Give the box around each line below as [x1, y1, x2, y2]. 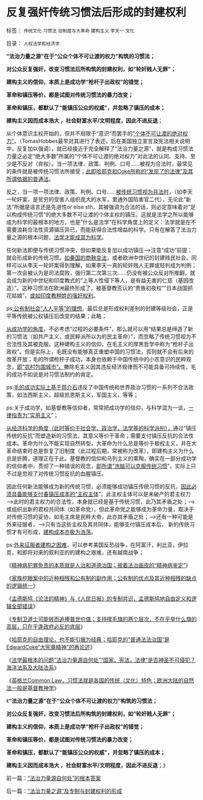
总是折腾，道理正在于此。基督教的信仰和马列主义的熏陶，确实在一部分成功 [6, 455, 192, 462]
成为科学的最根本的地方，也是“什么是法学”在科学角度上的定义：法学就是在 [6, 218, 192, 225]
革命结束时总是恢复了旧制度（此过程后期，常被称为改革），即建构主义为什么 [6, 447, 195, 455]
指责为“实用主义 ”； [11, 412, 59, 419]
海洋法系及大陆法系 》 [6, 664, 59, 671]
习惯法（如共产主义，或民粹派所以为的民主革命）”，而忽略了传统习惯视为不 [11, 333, 197, 340]
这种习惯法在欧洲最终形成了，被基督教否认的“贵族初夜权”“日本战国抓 [22, 284, 193, 292]
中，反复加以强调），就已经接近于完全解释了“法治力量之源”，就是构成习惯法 [6, 145, 194, 152]
